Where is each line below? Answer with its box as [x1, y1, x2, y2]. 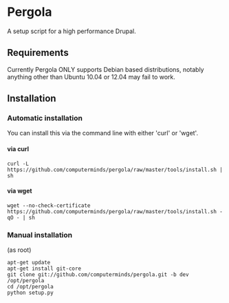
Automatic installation [7, 113, 83, 123]
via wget [7, 187, 32, 195]
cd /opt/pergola [7, 284, 54, 291]
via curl [7, 145, 30, 153]
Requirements [7, 47, 69, 59]
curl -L [7, 160, 30, 167]
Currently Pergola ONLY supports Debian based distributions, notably [7, 65, 204, 73]
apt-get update [7, 260, 51, 266]
